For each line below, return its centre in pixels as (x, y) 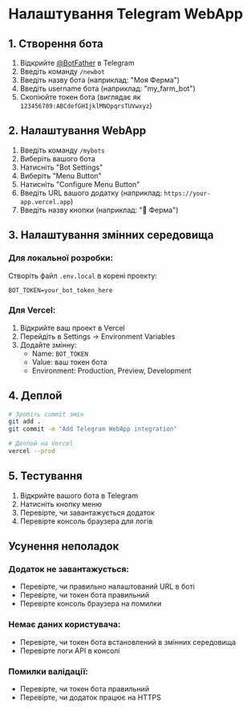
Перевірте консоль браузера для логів (86, 521)
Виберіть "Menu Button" (61, 175)
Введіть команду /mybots (63, 150)
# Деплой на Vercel (41, 444)
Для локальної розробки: (61, 258)
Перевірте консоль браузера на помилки (91, 604)
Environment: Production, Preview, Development (111, 370)
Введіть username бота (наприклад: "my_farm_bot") (108, 88)
